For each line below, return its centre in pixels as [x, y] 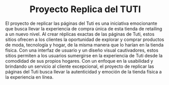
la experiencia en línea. [29, 77]
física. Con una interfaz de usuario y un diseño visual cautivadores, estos [82, 50]
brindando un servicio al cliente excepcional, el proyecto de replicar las [80, 66]
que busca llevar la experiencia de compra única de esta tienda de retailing [84, 28]
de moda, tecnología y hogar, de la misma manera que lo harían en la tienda [84, 45]
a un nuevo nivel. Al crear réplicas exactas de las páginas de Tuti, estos [80, 34]
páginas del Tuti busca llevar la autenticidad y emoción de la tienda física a [83, 71]
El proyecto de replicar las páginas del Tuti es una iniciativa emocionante [81, 23]
